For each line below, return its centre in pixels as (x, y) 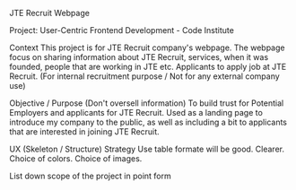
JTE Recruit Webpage (49, 13)
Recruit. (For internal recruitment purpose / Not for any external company (144, 76)
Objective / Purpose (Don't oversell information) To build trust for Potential (147, 103)
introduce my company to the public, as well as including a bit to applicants (148, 122)
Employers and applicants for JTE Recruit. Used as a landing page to (136, 112)
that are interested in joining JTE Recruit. (84, 132)
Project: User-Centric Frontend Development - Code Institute (122, 30)
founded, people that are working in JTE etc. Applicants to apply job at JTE (148, 67)
